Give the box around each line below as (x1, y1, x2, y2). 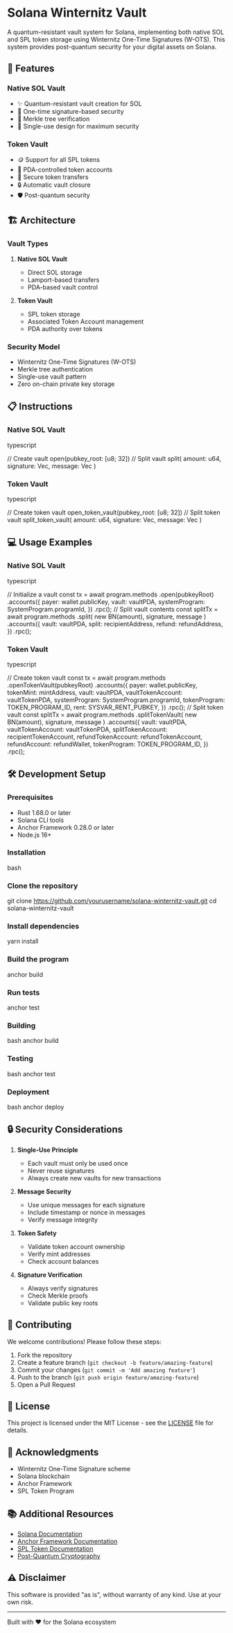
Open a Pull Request (17, 1380, 76, 1389)
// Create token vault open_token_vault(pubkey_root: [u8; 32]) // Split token (7, 508, 221, 517)
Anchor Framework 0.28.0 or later (17, 823, 114, 831)
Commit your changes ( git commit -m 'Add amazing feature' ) (17, 1366, 196, 1374)
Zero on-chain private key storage (17, 380, 115, 388)
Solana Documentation (17, 1530, 83, 1538)
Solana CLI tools (17, 816, 64, 824)
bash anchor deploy (7, 1103, 64, 1111)
